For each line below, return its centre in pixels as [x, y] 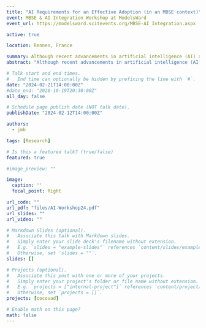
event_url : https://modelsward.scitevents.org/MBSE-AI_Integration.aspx [101, 23]
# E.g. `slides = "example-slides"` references [71, 248]
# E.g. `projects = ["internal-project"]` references [79, 287]
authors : [17, 124]
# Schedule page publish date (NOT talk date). [68, 107]
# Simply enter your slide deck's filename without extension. [91, 242]
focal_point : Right [37, 191]
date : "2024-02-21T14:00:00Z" [45, 85]
